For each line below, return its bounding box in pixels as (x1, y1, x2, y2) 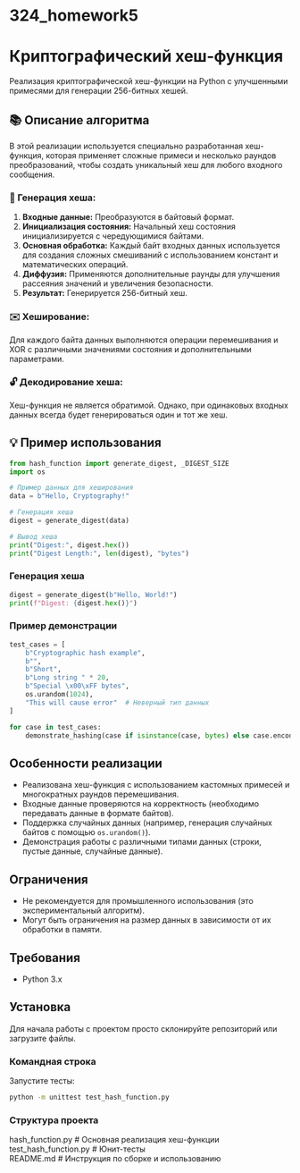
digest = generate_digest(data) (9, 516, 129, 526)
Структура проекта (9, 1114, 99, 1127)
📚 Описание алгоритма (9, 113, 150, 128)
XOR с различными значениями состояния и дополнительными (9, 343, 252, 354)
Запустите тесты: (9, 1076, 75, 1086)
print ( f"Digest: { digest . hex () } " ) (9, 598, 138, 608)
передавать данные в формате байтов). (21, 808, 174, 819)
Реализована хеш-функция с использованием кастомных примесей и (21, 780, 290, 790)
